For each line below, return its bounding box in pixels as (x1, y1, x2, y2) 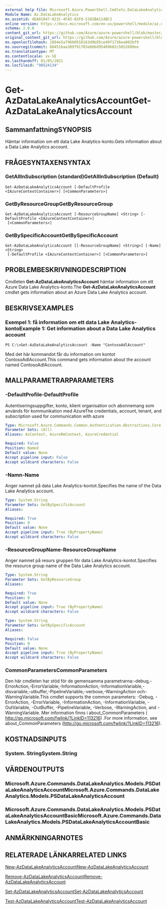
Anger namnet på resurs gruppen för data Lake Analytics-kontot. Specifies (5, 558, 157, 564)
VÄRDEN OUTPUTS (5, 765, 65, 774)
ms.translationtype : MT (5, 49, 55, 54)
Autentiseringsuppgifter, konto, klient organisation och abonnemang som (5, 402, 155, 409)
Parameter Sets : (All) (5, 427, 52, 433)
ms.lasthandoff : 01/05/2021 (5, 58, 64, 63)
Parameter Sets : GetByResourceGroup (5, 577, 81, 582)
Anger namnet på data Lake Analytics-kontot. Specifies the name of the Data (5, 482, 162, 488)
